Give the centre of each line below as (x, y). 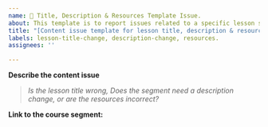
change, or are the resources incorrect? (93, 99)
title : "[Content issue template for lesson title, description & (121, 30)
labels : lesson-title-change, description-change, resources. (114, 38)
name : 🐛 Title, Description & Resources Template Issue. (105, 16)
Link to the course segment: (56, 115)
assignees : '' (32, 46)
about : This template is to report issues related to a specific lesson (132, 23)
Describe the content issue (54, 75)
